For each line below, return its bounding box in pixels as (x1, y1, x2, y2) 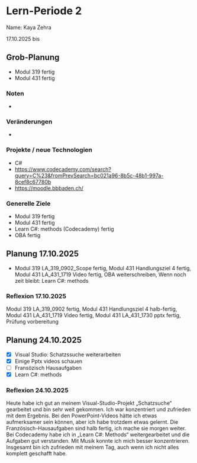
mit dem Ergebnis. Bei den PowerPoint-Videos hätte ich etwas (6, 412, 157, 419)
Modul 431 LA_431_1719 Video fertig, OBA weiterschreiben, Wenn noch (14, 271, 186, 278)
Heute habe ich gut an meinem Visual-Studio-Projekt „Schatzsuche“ (6, 400, 172, 407)
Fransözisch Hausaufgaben (14, 364, 82, 371)
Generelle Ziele (6, 199, 51, 207)
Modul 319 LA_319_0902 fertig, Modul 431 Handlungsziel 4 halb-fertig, (6, 305, 177, 312)
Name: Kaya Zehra (6, 24, 51, 31)
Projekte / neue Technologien (6, 146, 93, 154)
